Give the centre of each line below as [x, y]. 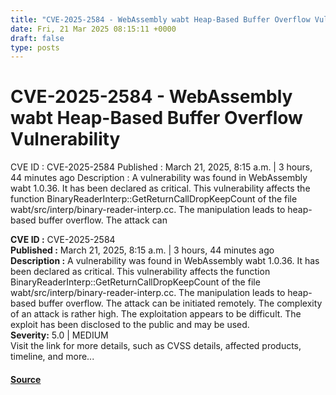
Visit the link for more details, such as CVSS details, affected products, [156, 346]
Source [26, 379]
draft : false [37, 38]
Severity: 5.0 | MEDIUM [59, 335]
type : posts [35, 47]
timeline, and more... [52, 357]
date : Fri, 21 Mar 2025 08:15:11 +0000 [93, 29]
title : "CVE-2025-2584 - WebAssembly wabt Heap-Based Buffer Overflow [160, 19]
